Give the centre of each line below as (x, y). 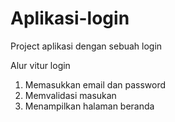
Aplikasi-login (70, 18)
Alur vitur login (40, 65)
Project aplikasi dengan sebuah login (86, 46)
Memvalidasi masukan (70, 95)
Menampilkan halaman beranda (89, 106)
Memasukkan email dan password (95, 84)
